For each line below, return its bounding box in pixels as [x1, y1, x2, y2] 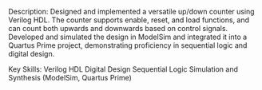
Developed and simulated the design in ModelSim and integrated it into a [8, 32, 248, 41]
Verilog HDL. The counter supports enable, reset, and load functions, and [8, 15, 250, 25]
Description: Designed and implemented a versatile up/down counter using [8, 7, 255, 16]
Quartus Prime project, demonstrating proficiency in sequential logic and [8, 41, 248, 50]
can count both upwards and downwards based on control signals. [8, 24, 228, 33]
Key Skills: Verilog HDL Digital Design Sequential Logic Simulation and [8, 65, 238, 74]
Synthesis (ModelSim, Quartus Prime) [8, 73, 132, 82]
